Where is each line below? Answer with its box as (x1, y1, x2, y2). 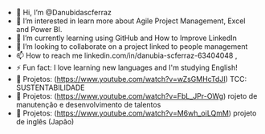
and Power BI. (15, 25, 63, 34)
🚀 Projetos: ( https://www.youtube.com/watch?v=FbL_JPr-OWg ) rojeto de (15, 91, 258, 100)
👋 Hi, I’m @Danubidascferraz (15, 8, 112, 17)
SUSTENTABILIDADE (15, 83, 86, 92)
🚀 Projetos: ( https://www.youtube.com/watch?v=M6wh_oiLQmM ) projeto (15, 108, 257, 118)
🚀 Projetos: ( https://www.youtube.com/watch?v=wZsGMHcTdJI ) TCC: (15, 75, 247, 83)
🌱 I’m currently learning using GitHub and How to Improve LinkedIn (15, 33, 237, 43)
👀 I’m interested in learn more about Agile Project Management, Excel (15, 16, 246, 26)
